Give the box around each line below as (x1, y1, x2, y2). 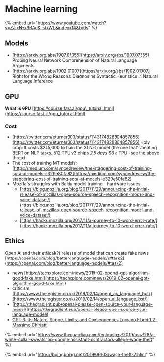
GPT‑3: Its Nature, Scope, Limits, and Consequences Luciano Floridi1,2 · (12, 316, 158, 322)
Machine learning (5, 3, 78, 15)
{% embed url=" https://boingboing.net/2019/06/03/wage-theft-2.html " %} (5, 351, 155, 357)
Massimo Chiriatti (12, 322, 48, 328)
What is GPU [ (5, 105, 34, 111)
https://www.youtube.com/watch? (37, 20, 106, 26)
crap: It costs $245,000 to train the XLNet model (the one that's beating (12, 144, 157, 150)
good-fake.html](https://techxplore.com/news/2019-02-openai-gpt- (12, 275, 150, 281)
